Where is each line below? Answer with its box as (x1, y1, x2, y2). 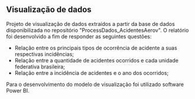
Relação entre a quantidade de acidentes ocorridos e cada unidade (14, 57, 179, 64)
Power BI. (6, 87, 30, 94)
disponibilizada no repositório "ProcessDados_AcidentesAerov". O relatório (6, 27, 189, 34)
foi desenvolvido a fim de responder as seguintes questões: (6, 32, 152, 40)
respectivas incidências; (14, 50, 74, 58)
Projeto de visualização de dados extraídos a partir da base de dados (6, 20, 175, 27)
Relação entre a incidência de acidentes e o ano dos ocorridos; (14, 69, 169, 76)
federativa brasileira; (14, 63, 65, 70)
